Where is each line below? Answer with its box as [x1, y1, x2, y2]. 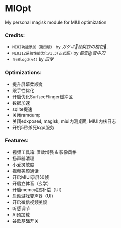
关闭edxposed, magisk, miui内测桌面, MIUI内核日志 [12, 118, 116, 124]
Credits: [5, 32, 25, 39]
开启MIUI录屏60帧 [12, 174, 49, 180]
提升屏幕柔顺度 [12, 81, 43, 87]
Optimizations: [5, 69, 41, 76]
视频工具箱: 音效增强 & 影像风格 [12, 149, 77, 155]
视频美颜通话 [12, 168, 39, 174]
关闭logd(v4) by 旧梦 [12, 56, 54, 62]
